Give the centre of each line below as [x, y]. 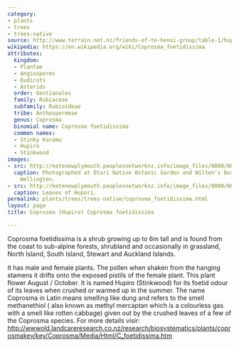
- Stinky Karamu [38, 139]
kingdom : [27, 60]
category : [22, 14]
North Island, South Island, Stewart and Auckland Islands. [91, 254]
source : [19, 41]
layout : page [27, 206]
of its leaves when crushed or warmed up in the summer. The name [106, 290]
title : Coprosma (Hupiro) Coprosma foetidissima [81, 213]
